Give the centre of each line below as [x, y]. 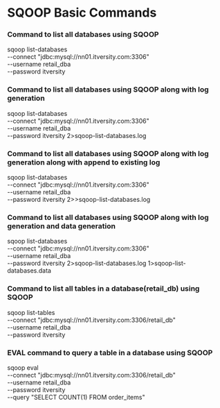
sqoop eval [23, 367]
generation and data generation [62, 226]
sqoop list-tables [31, 312]
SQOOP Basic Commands [82, 13]
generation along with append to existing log [84, 162]
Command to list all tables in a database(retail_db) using [103, 289]
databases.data [29, 271]
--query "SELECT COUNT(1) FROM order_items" [76, 397]
